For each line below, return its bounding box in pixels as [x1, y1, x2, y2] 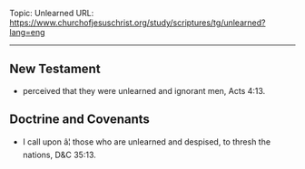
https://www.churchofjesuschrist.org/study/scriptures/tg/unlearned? [9, 17, 266, 28]
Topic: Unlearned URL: [9, 8, 94, 18]
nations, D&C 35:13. [22, 149, 97, 160]
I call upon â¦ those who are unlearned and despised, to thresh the [22, 136, 271, 147]
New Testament [9, 61, 102, 77]
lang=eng [9, 27, 45, 37]
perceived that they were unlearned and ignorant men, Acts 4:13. [22, 85, 266, 96]
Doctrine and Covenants [9, 112, 150, 127]
